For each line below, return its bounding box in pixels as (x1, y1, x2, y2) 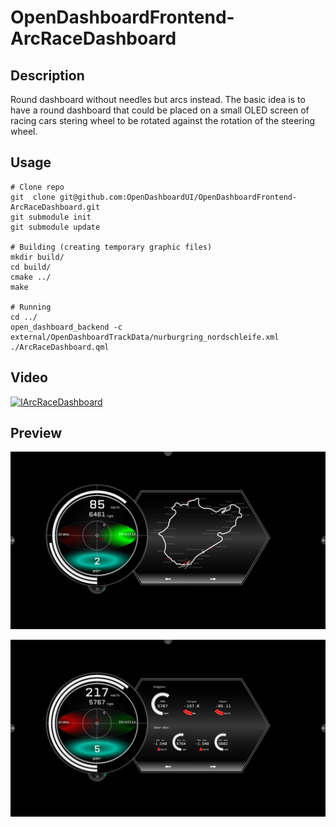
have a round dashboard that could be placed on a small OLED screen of (10, 104, 310, 116)
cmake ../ (10, 272, 52, 282)
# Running (10, 302, 52, 312)
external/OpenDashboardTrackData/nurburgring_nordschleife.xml (10, 332, 280, 342)
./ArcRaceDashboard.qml (10, 342, 110, 352)
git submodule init (10, 212, 92, 222)
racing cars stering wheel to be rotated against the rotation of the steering (10, 115, 316, 126)
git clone (10, 192, 56, 202)
